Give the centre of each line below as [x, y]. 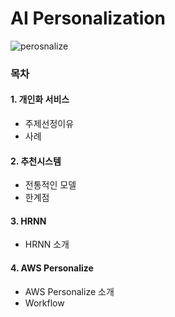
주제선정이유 [49, 124]
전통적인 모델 [50, 185]
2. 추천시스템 [36, 161]
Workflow [44, 303]
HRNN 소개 [47, 244]
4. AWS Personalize [52, 268]
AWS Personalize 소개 [69, 291]
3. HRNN [28, 221]
